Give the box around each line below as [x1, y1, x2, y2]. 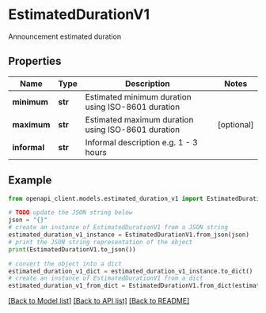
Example [8, 174, 52, 187]
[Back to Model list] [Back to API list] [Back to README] [8, 296, 190, 306]
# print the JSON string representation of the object [8, 238, 193, 246]
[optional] [217, 119, 254, 130]
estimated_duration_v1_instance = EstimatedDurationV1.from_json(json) [8, 231, 249, 239]
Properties [8, 55, 62, 68]
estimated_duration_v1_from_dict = [8, 282, 126, 290]
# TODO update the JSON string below [8, 209, 133, 217]
